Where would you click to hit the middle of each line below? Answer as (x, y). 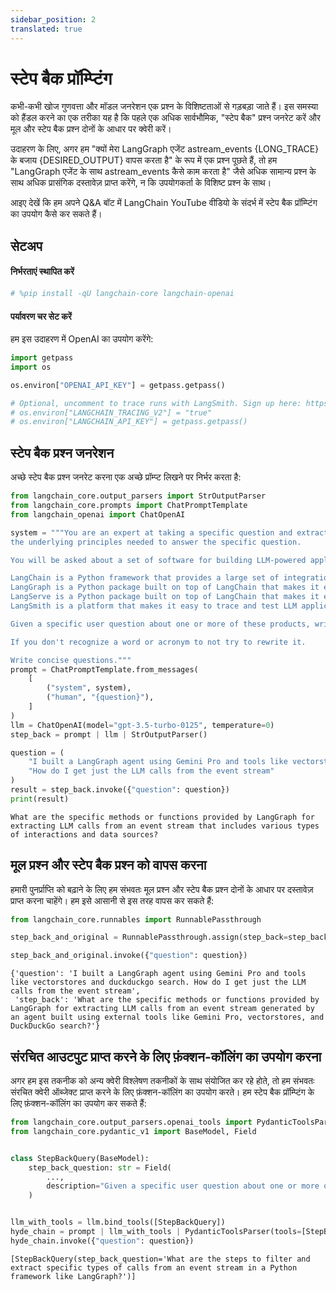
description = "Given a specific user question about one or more (183, 1186)
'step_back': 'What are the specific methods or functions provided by (167, 1000)
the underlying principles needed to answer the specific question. (156, 542)
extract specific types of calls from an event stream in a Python (154, 1267)
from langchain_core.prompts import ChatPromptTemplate (129, 506)
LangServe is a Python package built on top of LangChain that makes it (165, 597)
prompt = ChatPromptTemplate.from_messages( (104, 669)
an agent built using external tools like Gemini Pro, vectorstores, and (167, 1017)
